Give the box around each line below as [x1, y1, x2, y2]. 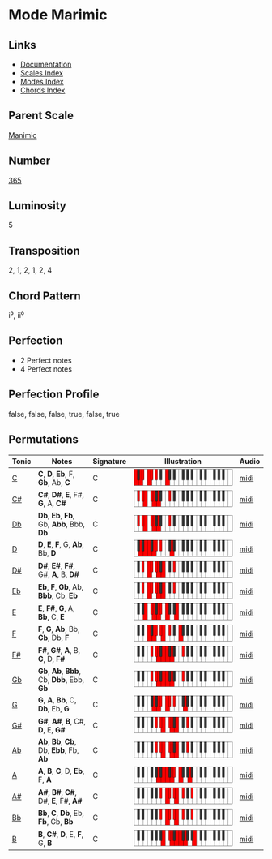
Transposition [8, 243, 81, 257]
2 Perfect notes [19, 355, 72, 365]
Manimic [8, 130, 37, 140]
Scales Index [19, 68, 63, 78]
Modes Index [19, 77, 64, 86]
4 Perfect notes [19, 363, 73, 374]
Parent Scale [8, 109, 74, 122]
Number [8, 154, 51, 168]
